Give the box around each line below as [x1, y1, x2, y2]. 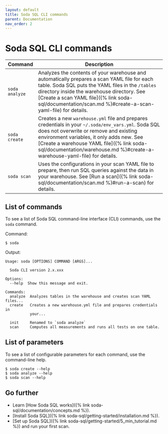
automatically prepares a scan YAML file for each [38, 75, 153, 82]
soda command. [5, 221, 37, 227]
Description [84, 61, 113, 68]
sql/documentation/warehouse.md [38, 146, 119, 153]
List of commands [5, 202, 62, 211]
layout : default [5, 7, 39, 12]
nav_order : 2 [5, 21, 32, 26]
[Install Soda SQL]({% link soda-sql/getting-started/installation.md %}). [12, 412, 160, 418]
